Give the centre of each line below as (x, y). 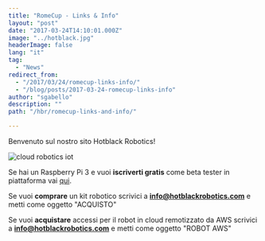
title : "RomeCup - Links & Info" (64, 16)
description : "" (35, 104)
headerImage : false (41, 45)
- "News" (30, 68)
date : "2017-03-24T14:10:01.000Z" (66, 30)
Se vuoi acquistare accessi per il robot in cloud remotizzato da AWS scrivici (133, 220)
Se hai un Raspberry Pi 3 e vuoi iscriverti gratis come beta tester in (119, 172)
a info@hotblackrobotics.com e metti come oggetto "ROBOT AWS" (120, 228)
